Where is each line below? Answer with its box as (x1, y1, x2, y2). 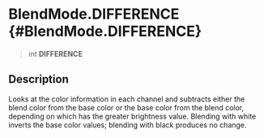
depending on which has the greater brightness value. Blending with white (8, 111, 257, 121)
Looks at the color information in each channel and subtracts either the (8, 94, 245, 104)
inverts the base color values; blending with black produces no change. (8, 119, 247, 130)
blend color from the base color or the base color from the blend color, (8, 102, 245, 112)
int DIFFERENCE (28, 49, 83, 58)
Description (8, 72, 69, 86)
